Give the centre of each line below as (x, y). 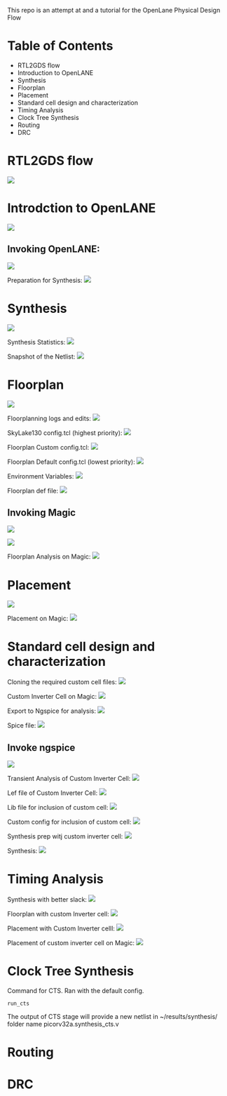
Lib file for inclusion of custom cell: (58, 807)
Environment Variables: (41, 476)
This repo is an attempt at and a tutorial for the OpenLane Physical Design (114, 10)
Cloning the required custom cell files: (62, 682)
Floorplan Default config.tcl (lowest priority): (71, 462)
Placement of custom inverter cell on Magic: (71, 942)
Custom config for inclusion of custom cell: (69, 822)
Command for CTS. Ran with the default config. (76, 990)
